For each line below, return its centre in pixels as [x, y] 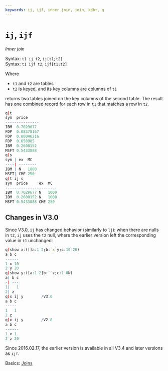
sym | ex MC [19, 160]
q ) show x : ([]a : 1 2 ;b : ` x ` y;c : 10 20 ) [42, 250]
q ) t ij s [14, 178]
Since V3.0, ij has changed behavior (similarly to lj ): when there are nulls [82, 230]
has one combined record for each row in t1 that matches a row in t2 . [77, 104]
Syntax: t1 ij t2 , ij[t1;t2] [34, 58]
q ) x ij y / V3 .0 [29, 296]
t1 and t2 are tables [33, 83]
